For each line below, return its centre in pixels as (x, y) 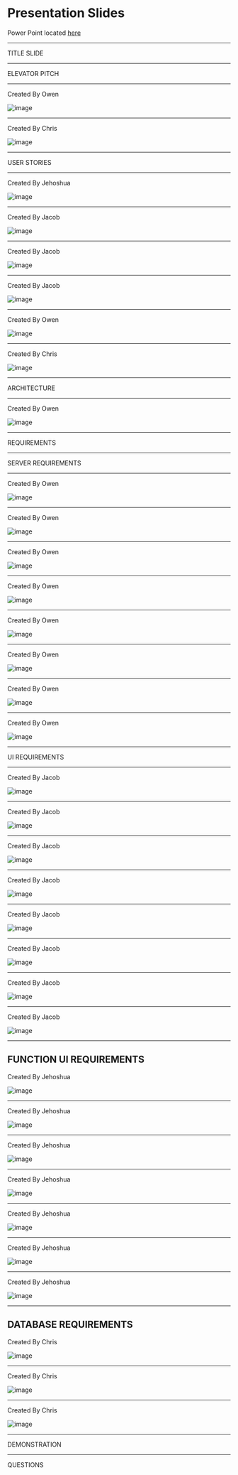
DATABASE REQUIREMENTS (70, 1325)
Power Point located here (44, 33)
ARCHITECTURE (31, 388)
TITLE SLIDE (25, 53)
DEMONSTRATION (34, 1444)
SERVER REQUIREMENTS (44, 463)
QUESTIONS (25, 1464)
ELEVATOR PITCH (33, 73)
